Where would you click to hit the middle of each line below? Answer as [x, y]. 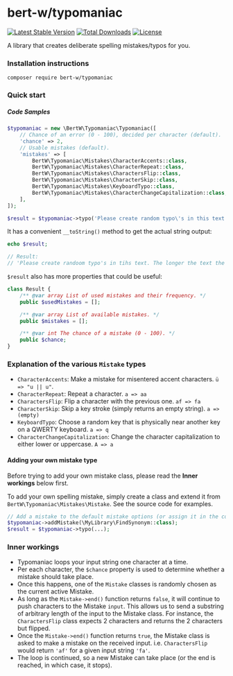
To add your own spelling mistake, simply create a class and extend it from [114, 496]
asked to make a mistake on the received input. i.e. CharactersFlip [112, 643]
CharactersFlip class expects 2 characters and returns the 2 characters [120, 621]
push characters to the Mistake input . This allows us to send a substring [120, 606]
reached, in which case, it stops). [64, 665]
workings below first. [38, 483]
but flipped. [34, 628]
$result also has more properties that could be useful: [85, 276]
